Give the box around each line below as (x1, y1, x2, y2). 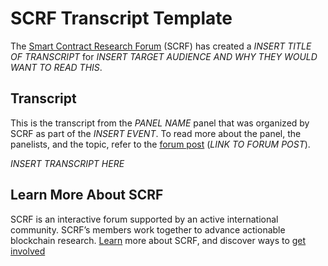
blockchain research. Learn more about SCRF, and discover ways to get (10, 234, 307, 246)
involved (10, 245, 46, 257)
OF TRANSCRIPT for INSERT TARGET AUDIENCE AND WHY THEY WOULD (10, 50, 318, 62)
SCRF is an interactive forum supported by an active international (10, 213, 279, 225)
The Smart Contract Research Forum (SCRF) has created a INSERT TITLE (10, 40, 312, 52)
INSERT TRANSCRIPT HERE (10, 157, 125, 169)
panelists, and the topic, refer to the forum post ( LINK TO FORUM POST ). (10, 138, 311, 150)
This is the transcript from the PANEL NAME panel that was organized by (10, 117, 310, 129)
